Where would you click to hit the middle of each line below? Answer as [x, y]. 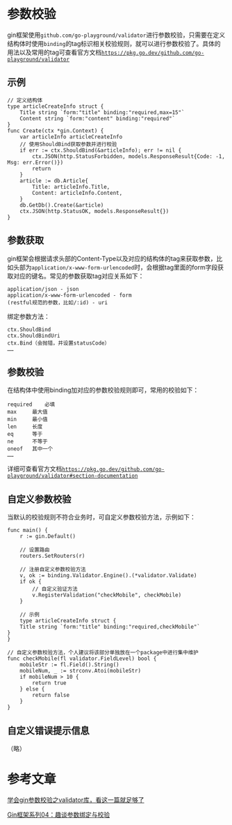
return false [51, 696]
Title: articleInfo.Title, [71, 187]
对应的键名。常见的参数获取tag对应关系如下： [78, 276]
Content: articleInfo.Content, [77, 193]
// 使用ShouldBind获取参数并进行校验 [68, 144]
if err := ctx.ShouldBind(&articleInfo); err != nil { [101, 150]
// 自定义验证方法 [55, 589]
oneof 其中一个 [30, 449]
